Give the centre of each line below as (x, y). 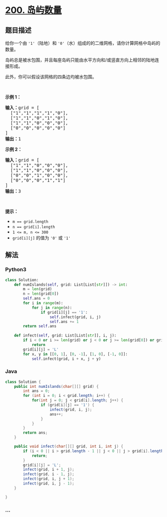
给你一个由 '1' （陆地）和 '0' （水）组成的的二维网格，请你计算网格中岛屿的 (83, 43)
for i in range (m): (43, 303)
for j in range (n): (52, 308)
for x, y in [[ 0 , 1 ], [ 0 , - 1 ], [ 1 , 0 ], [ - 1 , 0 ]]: (75, 354)
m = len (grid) (38, 289)
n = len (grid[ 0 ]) (41, 294)
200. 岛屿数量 (34, 10)
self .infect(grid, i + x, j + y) (66, 359)
